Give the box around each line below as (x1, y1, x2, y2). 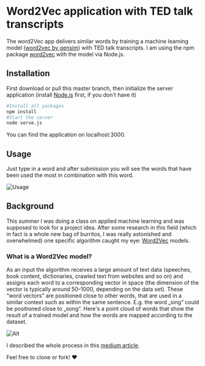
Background (6, 201, 54, 212)
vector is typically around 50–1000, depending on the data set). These (6, 286, 184, 293)
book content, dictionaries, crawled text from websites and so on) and (6, 272, 184, 280)
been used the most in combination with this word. (6, 171, 134, 179)
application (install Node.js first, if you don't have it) (6, 91, 136, 99)
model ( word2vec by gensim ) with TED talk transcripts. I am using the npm (6, 44, 195, 51)
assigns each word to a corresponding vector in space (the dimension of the (6, 279, 199, 286)
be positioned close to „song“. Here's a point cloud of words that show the (6, 305, 194, 313)
